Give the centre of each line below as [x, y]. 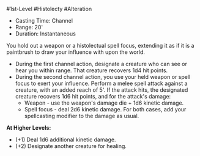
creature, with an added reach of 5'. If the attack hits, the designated [102, 90]
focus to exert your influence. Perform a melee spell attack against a [101, 83]
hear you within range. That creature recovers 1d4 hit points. [91, 70]
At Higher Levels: [29, 128]
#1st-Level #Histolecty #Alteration [49, 9]
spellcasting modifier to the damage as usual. [82, 116]
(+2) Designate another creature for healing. [71, 146]
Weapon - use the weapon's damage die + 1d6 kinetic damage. [104, 103]
